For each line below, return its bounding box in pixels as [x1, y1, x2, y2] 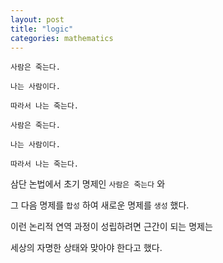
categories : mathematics [10, 33, 114, 43]
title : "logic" [10, 24, 74, 34]
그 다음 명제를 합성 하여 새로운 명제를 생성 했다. [10, 199, 190, 211]
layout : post [10, 14, 65, 25]
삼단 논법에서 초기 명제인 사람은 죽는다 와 [10, 178, 166, 190]
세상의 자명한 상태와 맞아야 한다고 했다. [10, 242, 163, 254]
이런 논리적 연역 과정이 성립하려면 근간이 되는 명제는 [10, 221, 213, 233]
